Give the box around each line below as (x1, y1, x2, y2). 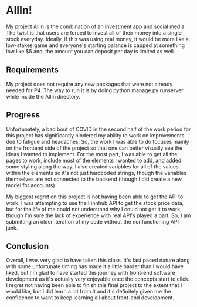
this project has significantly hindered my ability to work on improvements (6, 131, 185, 139)
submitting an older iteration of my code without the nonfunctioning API (6, 218, 179, 225)
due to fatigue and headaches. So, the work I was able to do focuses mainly (6, 138, 189, 145)
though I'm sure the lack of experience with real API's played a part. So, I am (6, 212, 191, 219)
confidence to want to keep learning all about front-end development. (6, 294, 175, 301)
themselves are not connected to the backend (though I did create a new (6, 176, 182, 183)
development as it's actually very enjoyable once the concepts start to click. (6, 275, 190, 282)
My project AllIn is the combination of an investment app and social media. (6, 23, 186, 30)
